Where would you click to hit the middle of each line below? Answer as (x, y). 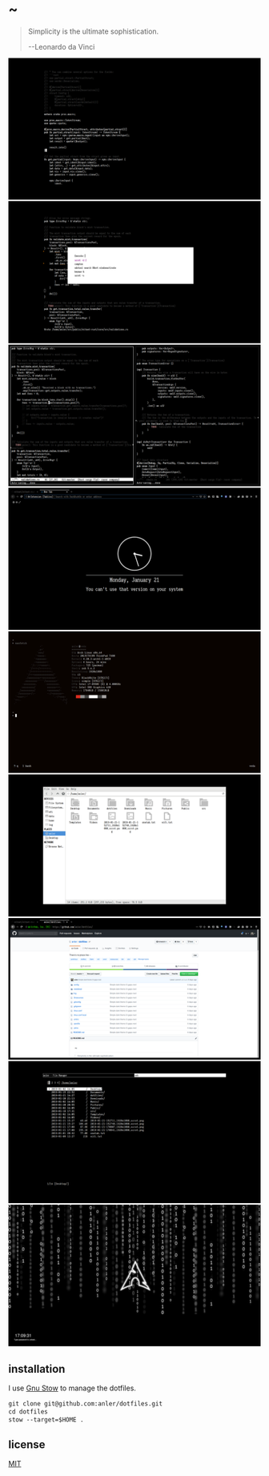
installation (37, 1369)
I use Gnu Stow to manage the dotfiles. (72, 1388)
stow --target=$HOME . (46, 1420)
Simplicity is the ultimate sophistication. (93, 31)
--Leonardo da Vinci (61, 46)
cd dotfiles (28, 1412)
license (27, 1444)
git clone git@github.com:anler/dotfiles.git (85, 1404)
